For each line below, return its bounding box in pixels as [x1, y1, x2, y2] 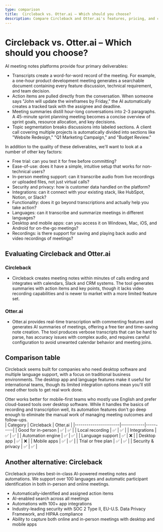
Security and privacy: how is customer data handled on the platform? [12, 184, 150, 190]
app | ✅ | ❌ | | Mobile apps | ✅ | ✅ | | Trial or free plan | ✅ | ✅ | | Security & [5, 438, 154, 444]
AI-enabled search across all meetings [12, 495, 89, 501]
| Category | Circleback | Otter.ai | [5, 422, 73, 428]
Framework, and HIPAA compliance [12, 511, 83, 516]
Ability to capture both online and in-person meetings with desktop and [12, 516, 155, 522]
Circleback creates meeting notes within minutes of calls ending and [12, 275, 149, 281]
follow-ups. [5, 417, 28, 423]
